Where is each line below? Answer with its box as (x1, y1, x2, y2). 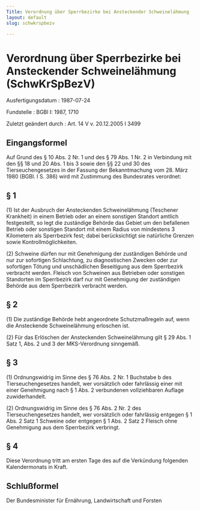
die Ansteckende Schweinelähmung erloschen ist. (6, 322, 130, 329)
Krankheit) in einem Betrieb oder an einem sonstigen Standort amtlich (6, 212, 179, 220)
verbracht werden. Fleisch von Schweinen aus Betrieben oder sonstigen (6, 269, 185, 276)
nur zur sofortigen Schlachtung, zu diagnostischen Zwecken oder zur (6, 256, 178, 263)
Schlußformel (6, 480, 59, 491)
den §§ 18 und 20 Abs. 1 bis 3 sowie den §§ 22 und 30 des (6, 160, 151, 168)
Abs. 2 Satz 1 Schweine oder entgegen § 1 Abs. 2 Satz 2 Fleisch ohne (6, 417, 178, 424)
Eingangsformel (6, 137, 67, 148)
